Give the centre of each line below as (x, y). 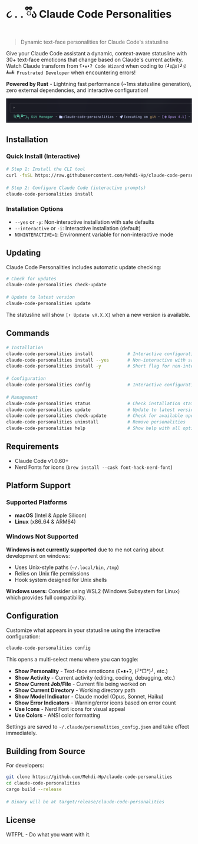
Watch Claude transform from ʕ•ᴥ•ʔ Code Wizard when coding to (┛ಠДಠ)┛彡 (97, 66)
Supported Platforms (37, 502)
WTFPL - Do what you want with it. (48, 834)
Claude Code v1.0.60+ (42, 461)
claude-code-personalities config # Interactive (84, 385)
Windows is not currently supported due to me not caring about (85, 550)
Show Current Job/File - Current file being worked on (80, 684)
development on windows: (38, 555)
